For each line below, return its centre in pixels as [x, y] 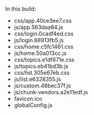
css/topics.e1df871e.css [44, 60]
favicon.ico [28, 98]
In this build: [21, 9]
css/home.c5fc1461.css [44, 46]
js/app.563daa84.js [38, 27]
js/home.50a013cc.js [40, 53]
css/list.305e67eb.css [42, 72]
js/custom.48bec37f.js [42, 86]
